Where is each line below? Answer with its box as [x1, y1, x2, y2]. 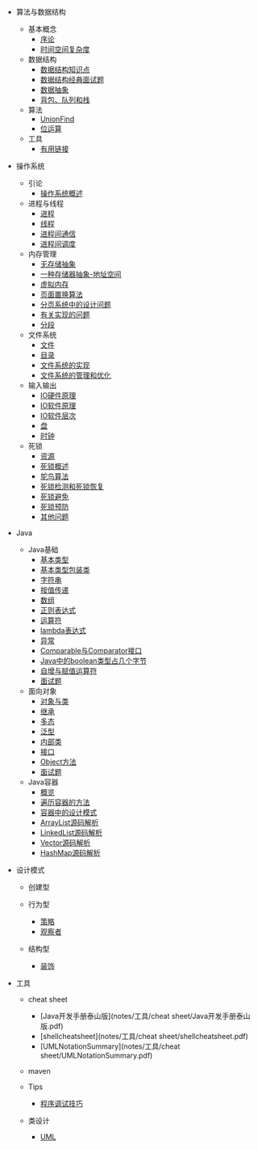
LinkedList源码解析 [40, 828, 103, 837]
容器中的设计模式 [40, 808, 98, 817]
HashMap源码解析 [40, 848, 101, 857]
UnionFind [40, 114, 75, 124]
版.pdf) [40, 1021, 64, 1031]
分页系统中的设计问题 [40, 300, 111, 309]
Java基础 [27, 545, 59, 554]
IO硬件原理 [40, 391, 77, 400]
